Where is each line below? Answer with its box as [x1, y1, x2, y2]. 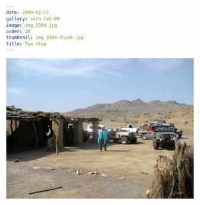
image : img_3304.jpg [6, 22, 58, 28]
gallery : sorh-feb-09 [6, 15, 60, 22]
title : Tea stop [6, 41, 46, 47]
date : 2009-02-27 [6, 10, 49, 15]
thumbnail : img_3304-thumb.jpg [6, 34, 84, 41]
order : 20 [6, 29, 31, 34]
